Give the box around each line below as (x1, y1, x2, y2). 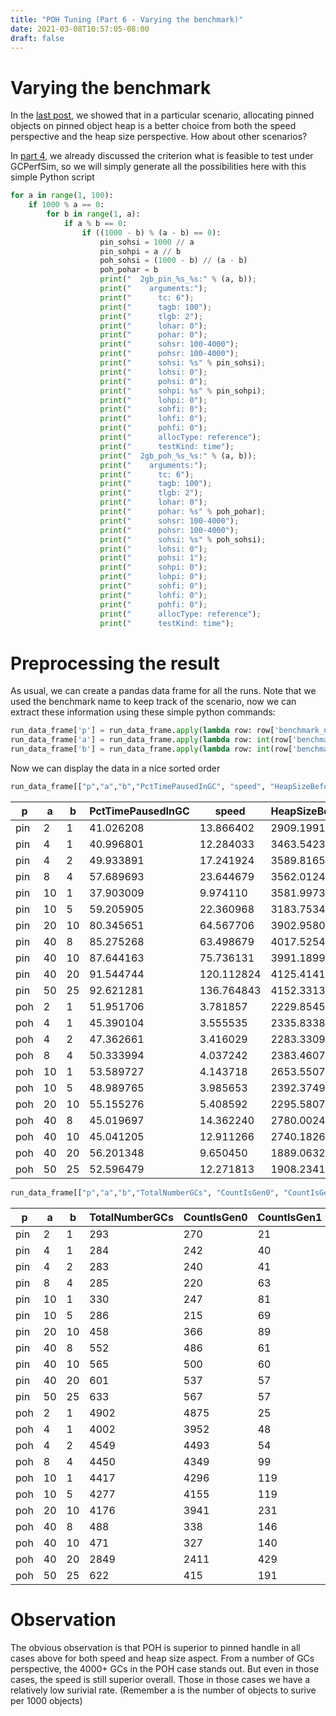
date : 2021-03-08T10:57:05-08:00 (10, 24, 150, 34)
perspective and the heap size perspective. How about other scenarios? (10, 131, 308, 143)
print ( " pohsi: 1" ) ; (99, 553, 208, 563)
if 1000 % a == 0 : (28, 200, 105, 210)
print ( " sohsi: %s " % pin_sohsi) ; (99, 358, 267, 368)
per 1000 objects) (10, 1694, 83, 1706)
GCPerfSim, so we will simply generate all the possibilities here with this (10, 161, 307, 173)
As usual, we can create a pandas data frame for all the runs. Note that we (10, 685, 317, 697)
